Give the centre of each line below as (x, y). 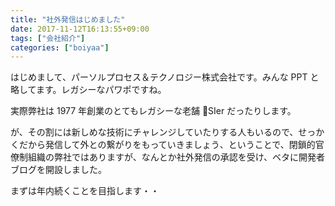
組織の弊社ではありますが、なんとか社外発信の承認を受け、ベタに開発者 (176, 157)
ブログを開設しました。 (58, 170)
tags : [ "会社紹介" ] (48, 38)
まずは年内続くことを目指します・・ (85, 191)
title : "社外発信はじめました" (68, 19)
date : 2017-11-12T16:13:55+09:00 (80, 29)
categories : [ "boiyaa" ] (60, 47)
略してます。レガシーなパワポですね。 (88, 90)
